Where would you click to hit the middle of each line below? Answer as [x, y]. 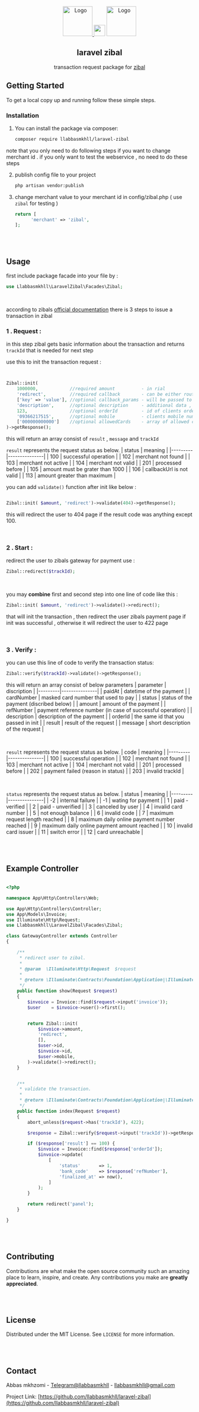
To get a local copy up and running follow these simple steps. [81, 100]
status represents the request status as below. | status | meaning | [87, 794]
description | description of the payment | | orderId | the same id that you [95, 716]
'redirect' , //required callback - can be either [99, 394]
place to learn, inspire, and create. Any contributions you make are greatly [97, 1277]
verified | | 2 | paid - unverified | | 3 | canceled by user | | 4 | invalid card [94, 807]
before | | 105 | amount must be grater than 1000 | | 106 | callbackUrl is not [97, 469]
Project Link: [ [23, 1397]
